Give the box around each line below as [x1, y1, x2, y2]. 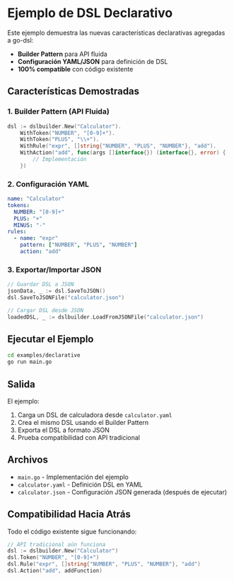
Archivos [7, 454, 48, 466]
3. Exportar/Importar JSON [7, 265, 102, 275]
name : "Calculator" [7, 195, 65, 203]
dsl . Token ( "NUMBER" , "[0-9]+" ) [7, 554, 100, 561]
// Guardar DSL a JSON [7, 281, 74, 288]
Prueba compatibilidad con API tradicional [17, 433, 140, 441]
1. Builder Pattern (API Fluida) [7, 106, 110, 116]
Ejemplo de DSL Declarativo [7, 5, 173, 21]
